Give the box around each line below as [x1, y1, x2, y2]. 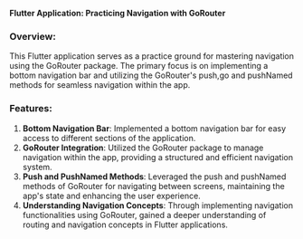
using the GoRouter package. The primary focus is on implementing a [9, 61, 269, 72]
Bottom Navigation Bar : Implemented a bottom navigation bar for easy [22, 122, 287, 134]
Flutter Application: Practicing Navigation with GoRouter [9, 8, 226, 18]
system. [22, 161, 52, 172]
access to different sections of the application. [22, 132, 196, 143]
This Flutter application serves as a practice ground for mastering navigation [9, 51, 295, 62]
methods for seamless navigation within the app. [9, 80, 191, 91]
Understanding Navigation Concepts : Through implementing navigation [22, 199, 294, 211]
